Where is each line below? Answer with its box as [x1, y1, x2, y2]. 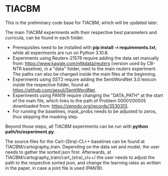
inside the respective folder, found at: [12, 81, 90, 88]
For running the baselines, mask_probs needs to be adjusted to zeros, [12, 108, 157, 114]
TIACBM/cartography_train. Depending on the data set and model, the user [5, 143, 160, 149]
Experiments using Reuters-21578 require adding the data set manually [12, 55, 159, 61]
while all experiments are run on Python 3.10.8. [12, 50, 109, 56]
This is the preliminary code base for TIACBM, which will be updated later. [5, 20, 158, 26]
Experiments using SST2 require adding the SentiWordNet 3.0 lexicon [12, 76, 156, 82]
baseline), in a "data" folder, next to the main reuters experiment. [23, 66, 157, 72]
